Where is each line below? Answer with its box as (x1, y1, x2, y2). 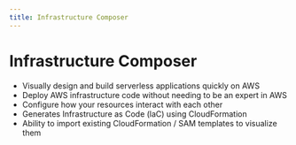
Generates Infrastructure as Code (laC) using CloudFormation (21, 108, 247, 119)
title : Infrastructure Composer (9, 12, 129, 22)
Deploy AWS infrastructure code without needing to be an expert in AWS (21, 89, 288, 100)
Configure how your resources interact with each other (21, 99, 223, 110)
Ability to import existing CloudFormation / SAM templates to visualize (21, 118, 277, 128)
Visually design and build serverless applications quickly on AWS (21, 80, 260, 91)
